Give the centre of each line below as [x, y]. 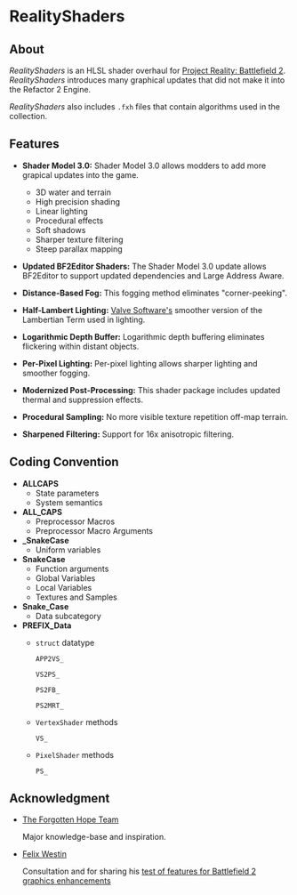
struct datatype [65, 642]
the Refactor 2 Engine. [50, 89]
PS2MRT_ [49, 706]
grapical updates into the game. [80, 174]
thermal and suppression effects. [83, 399]
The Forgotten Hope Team [70, 819]
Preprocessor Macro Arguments [94, 530]
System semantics [69, 502]
